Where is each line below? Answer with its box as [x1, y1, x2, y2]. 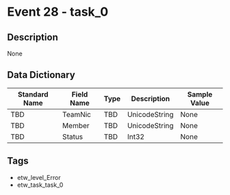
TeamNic [62, 109, 91, 119]
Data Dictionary [7, 69, 75, 81]
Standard [17, 90, 49, 99]
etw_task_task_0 [16, 181, 64, 189]
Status [62, 131, 84, 141]
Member [62, 120, 90, 130]
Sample [187, 90, 213, 99]
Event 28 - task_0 [7, 4, 109, 20]
